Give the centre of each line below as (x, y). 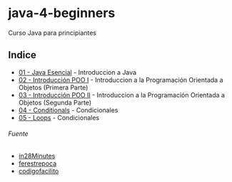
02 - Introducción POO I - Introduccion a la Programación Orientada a (121, 80)
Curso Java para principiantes (52, 33)
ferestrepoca (37, 163)
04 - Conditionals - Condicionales (68, 110)
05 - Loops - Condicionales (59, 117)
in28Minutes (37, 156)
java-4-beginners (62, 13)
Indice (22, 55)
